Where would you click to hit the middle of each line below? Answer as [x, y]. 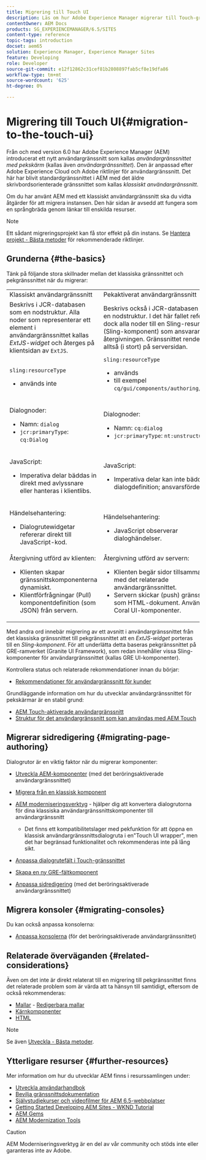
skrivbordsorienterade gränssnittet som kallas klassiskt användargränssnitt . [102, 184]
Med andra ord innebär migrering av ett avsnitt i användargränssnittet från [100, 632]
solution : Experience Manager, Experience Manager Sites [81, 52]
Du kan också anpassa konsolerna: [51, 925]
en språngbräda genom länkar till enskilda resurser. [71, 209]
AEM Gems [29, 1114]
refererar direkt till [46, 534]
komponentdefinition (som [58, 603]
